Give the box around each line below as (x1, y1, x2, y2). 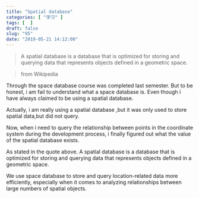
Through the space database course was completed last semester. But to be (6, 82, 193, 89)
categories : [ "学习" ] (6, 14, 64, 20)
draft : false (6, 25, 39, 32)
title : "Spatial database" (6, 8, 73, 15)
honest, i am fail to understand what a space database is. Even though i (6, 89, 181, 95)
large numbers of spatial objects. (6, 185, 87, 192)
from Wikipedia (20, 71, 58, 77)
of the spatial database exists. (6, 137, 80, 143)
